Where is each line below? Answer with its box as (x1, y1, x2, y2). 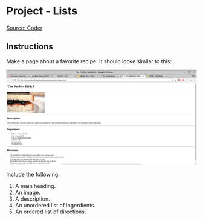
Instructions (6, 42, 53, 52)
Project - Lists (6, 4, 78, 18)
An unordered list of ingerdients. (14, 202, 96, 209)
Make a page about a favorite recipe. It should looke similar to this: (6, 57, 172, 64)
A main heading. (14, 183, 56, 190)
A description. (14, 195, 50, 203)
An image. (14, 189, 40, 196)
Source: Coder (6, 24, 43, 31)
